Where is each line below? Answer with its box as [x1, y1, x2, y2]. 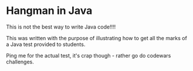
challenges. [6, 58, 34, 65]
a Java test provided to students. [6, 41, 86, 48]
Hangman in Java [6, 4, 93, 17]
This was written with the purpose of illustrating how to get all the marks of [6, 34, 188, 41]
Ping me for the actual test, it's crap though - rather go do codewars [6, 52, 171, 59]
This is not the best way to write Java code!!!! [6, 23, 116, 30]
